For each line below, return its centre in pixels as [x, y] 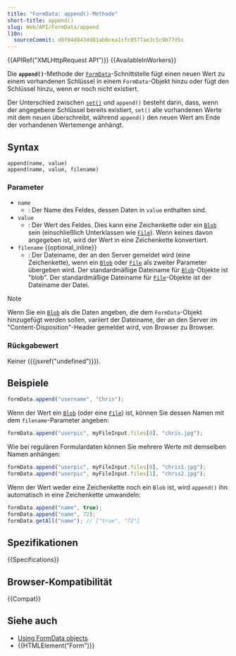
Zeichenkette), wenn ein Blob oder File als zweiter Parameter [117, 262]
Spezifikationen [43, 543]
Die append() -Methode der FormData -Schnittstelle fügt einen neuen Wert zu [116, 74]
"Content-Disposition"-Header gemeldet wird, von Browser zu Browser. [111, 327]
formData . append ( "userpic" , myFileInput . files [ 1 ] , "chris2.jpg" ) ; [107, 473]
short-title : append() [41, 20]
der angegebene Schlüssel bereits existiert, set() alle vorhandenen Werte [114, 110]
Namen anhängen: [34, 454]
